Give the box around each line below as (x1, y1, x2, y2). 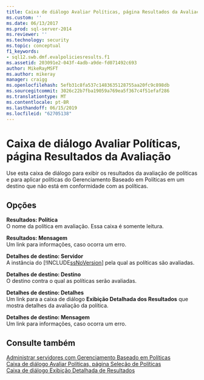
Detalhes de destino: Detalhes (6, 289, 84, 296)
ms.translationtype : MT (6, 93, 67, 100)
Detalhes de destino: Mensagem (6, 314, 90, 321)
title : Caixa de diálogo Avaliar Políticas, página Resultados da (6, 8, 178, 15)
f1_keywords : (6, 49, 39, 55)
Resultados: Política (6, 216, 58, 223)
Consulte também (6, 338, 76, 348)
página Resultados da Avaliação (6, 149, 171, 163)
